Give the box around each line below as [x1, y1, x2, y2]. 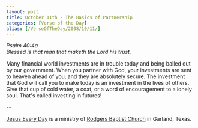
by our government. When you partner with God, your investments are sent [6, 67, 192, 74]
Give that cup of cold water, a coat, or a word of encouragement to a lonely [6, 85, 192, 93]
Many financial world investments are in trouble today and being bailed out [6, 60, 191, 67]
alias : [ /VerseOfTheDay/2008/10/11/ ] [6, 25, 101, 32]
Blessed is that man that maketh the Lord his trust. [6, 49, 131, 56]
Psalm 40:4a [6, 42, 38, 49]
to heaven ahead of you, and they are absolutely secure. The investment [6, 73, 185, 80]
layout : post [6, 8, 39, 15]
